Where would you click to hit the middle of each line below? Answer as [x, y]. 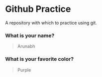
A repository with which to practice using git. [51, 23]
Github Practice [38, 9]
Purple [24, 70]
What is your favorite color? [39, 59]
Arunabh [26, 46]
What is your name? [30, 36]
